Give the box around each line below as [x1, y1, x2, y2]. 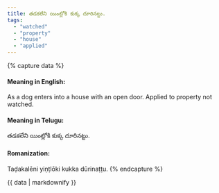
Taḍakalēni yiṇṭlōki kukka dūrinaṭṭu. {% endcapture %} [7, 165, 164, 173]
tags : [7, 17, 23, 24]
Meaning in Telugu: [7, 116, 64, 124]
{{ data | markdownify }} [7, 178, 77, 186]
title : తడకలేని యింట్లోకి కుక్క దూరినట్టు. [7, 10, 106, 17]
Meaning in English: [7, 77, 66, 85]
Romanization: [7, 149, 51, 157]
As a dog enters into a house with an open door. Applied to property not [7, 93, 213, 101]
